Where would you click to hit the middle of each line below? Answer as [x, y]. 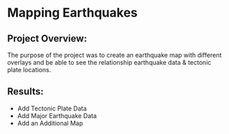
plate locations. [29, 70]
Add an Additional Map [50, 123]
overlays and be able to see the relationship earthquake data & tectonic [109, 62]
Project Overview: [47, 39]
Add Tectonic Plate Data [52, 108]
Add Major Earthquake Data [57, 115]
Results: [25, 92]
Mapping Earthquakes [72, 13]
